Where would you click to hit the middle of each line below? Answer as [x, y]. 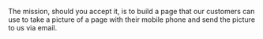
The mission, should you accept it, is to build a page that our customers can [131, 11]
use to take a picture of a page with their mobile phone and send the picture [131, 19]
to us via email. [33, 28]
